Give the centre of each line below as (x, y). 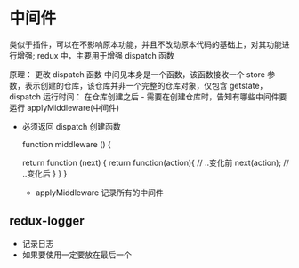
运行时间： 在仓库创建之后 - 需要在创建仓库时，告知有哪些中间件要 (165, 96)
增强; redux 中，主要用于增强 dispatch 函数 (96, 55)
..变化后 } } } (44, 173)
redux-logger (47, 221)
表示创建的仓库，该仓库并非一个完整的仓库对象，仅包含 (126, 85)
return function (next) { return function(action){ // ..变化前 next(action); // (155, 162)
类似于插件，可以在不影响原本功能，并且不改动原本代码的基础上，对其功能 (145, 44)
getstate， (248, 85)
